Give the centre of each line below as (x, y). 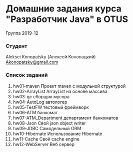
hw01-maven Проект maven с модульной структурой (69, 86)
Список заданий (27, 75)
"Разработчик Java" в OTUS (67, 19)
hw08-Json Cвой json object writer (49, 123)
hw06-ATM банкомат (35, 112)
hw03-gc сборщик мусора (41, 96)
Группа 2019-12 (22, 33)
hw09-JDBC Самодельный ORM (47, 128)
